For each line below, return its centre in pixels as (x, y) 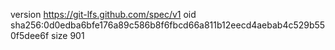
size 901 (68, 35)
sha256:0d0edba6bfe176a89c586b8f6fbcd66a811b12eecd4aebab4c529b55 (168, 25)
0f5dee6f (30, 35)
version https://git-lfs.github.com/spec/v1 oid (103, 14)
